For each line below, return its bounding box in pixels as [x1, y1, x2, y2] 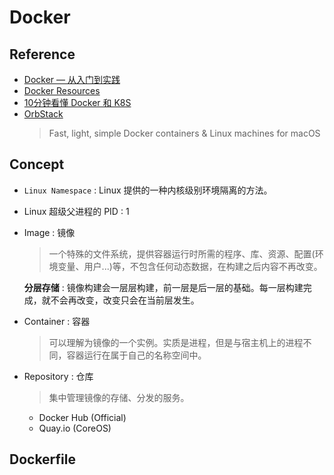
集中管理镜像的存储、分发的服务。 [48, 391, 190, 403]
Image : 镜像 [23, 226, 76, 238]
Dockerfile [9, 451, 77, 468]
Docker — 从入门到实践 [23, 74, 121, 85]
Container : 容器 [23, 315, 91, 327]
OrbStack [23, 108, 64, 120]
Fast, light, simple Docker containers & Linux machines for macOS [48, 127, 321, 139]
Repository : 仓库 [23, 370, 94, 382]
